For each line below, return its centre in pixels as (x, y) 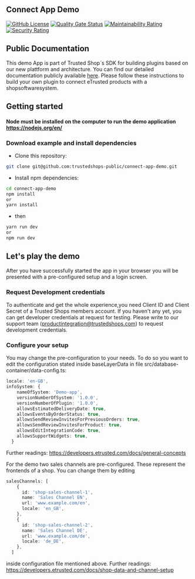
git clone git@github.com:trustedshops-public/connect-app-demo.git (92, 166)
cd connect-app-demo (31, 188)
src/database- (162, 364)
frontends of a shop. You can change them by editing (70, 470)
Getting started (35, 106)
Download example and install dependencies (71, 143)
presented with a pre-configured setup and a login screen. (77, 277)
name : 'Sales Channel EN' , (55, 498)
